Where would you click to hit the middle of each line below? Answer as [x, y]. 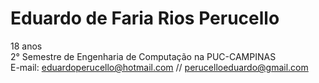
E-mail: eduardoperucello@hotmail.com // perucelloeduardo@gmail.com [159, 67]
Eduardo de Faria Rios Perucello [145, 18]
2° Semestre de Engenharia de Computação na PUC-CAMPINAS [143, 56]
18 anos [26, 46]
